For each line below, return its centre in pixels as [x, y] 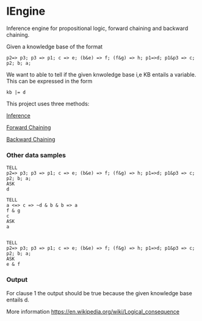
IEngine [26, 11]
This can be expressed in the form [49, 81]
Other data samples [36, 155]
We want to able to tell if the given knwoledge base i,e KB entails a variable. [101, 74]
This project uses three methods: [48, 104]
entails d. [18, 300]
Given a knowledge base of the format [54, 47]
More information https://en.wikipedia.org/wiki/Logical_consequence [93, 311]
